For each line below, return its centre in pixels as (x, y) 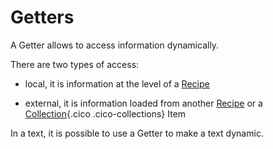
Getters (42, 17)
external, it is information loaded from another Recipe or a (143, 103)
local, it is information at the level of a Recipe (117, 83)
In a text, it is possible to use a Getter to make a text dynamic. (137, 133)
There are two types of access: (75, 64)
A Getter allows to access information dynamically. (115, 45)
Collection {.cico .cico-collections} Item (105, 113)
